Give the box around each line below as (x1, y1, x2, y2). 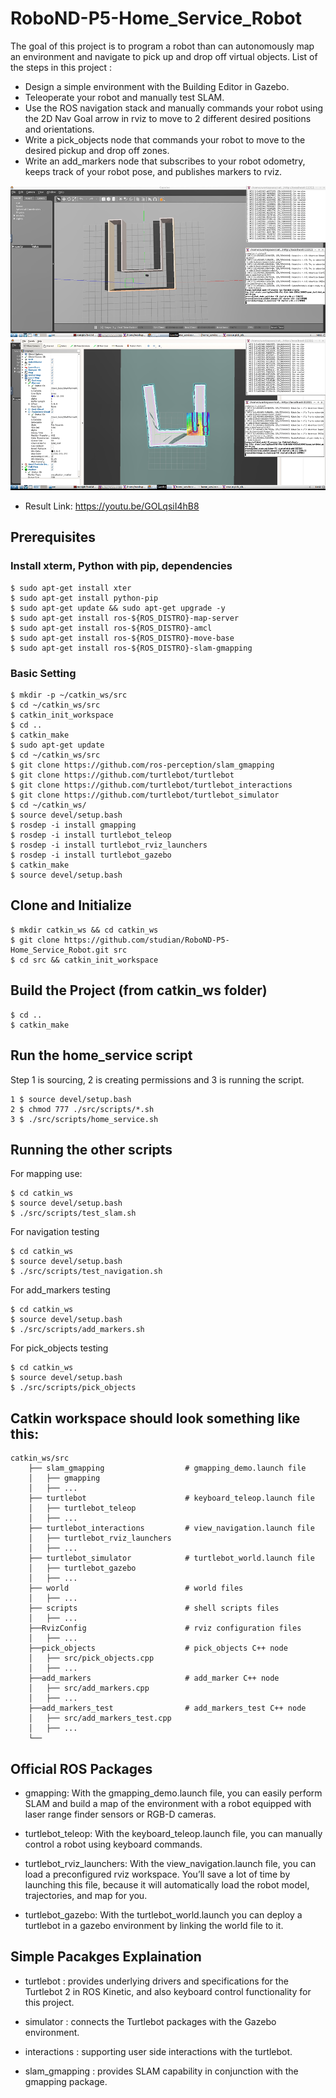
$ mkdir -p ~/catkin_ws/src (10, 690, 128, 701)
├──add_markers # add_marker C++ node (28, 1673, 280, 1684)
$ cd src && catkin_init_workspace (10, 955, 159, 965)
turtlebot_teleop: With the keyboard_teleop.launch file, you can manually (24, 1827, 323, 1839)
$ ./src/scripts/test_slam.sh (10, 1208, 137, 1219)
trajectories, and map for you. (24, 1889, 148, 1901)
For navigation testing (10, 1226, 100, 1238)
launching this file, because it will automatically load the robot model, (24, 1878, 310, 1891)
